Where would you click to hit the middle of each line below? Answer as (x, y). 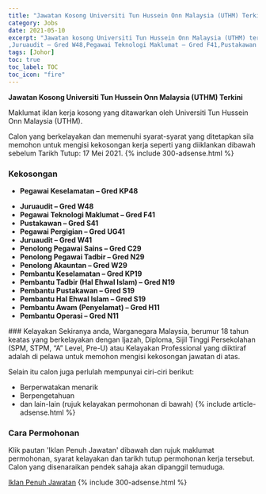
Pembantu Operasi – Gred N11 (69, 316)
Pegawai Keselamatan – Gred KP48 (79, 190)
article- (244, 404)
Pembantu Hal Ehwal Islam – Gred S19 (83, 299)
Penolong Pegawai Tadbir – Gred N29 (82, 257)
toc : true (25, 60)
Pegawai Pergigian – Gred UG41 (72, 232)
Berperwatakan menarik (59, 387)
